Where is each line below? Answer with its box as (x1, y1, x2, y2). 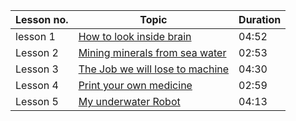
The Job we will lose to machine (78, 62, 230, 76)
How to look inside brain (78, 30, 192, 43)
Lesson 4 (15, 79, 59, 92)
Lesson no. (15, 13, 69, 26)
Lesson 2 (15, 46, 59, 59)
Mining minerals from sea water (78, 46, 227, 59)
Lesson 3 (15, 62, 59, 76)
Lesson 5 (15, 95, 59, 108)
